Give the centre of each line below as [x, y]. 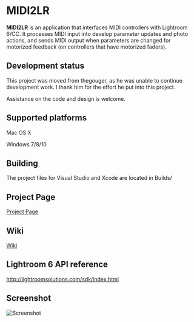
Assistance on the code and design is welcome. [66, 98]
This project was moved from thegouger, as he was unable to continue [95, 80]
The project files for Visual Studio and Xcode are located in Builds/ [89, 178]
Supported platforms [46, 118]
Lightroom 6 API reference [57, 265]
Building [22, 163]
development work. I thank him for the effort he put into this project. [91, 87]
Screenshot [29, 298]
